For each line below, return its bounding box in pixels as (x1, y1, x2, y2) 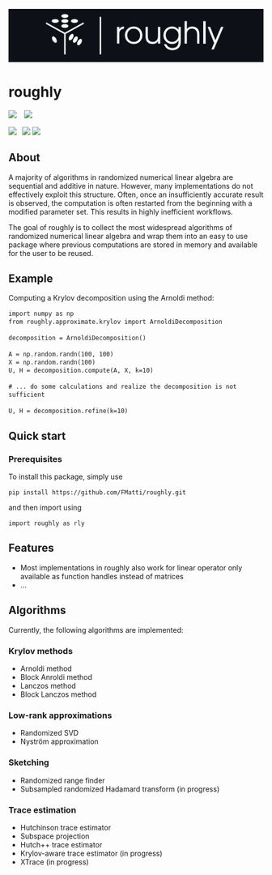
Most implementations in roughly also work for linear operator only (19, 562, 243, 572)
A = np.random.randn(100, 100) (8, 350, 114, 359)
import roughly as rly (8, 519, 85, 527)
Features (8, 541, 54, 555)
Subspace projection (19, 831, 90, 841)
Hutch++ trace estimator (19, 839, 103, 849)
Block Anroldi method (19, 672, 93, 681)
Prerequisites (8, 453, 62, 464)
